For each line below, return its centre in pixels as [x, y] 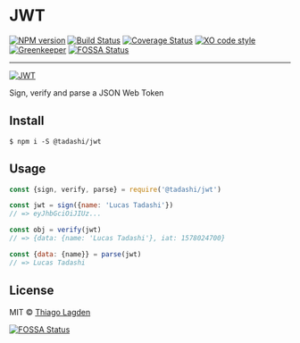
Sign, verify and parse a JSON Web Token [87, 92]
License [32, 291]
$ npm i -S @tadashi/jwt [55, 141]
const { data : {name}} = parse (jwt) [75, 254]
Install [27, 121]
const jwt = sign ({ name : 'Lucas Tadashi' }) [92, 205]
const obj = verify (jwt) [55, 230]
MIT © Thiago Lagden [50, 312]
